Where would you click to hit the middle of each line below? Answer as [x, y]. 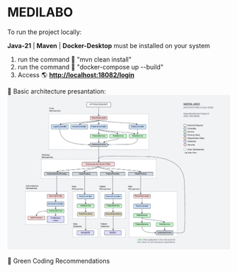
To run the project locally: [45, 32]
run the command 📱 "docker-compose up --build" [91, 67]
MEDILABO [40, 12]
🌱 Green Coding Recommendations [59, 261]
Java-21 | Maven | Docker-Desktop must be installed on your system [109, 45]
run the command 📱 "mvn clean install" [75, 59]
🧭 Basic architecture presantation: [57, 91]
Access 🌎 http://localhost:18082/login [76, 74]
